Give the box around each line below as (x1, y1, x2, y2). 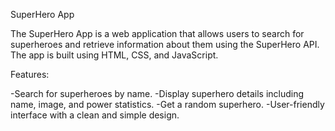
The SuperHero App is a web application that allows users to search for (10, 28, 305, 39)
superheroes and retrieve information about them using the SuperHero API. (10, 39, 320, 50)
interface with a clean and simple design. (10, 109, 180, 121)
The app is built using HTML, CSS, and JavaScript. (10, 49, 219, 61)
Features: (10, 69, 50, 80)
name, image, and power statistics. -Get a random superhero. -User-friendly (10, 99, 325, 110)
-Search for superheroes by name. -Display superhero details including (10, 88, 305, 99)
